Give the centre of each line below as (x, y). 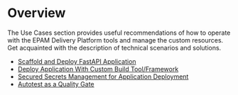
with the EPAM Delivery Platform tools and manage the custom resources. (115, 40)
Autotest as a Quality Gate (56, 84)
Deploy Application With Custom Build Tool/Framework (98, 69)
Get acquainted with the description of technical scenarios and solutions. (114, 47)
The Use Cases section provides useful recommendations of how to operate (119, 33)
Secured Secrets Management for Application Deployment (103, 77)
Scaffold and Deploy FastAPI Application (77, 61)
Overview (37, 13)
